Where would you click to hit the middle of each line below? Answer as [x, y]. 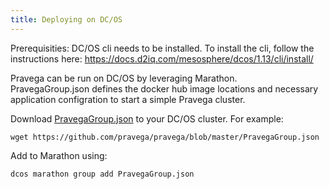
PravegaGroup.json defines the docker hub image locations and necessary [164, 88]
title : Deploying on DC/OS [66, 19]
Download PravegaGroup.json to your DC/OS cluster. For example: [147, 118]
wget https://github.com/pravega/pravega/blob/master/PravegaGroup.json [165, 137]
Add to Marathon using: [59, 155]
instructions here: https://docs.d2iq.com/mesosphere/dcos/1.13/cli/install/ [162, 58]
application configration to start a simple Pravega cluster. [128, 99]
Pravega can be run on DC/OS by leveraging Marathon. [124, 78]
